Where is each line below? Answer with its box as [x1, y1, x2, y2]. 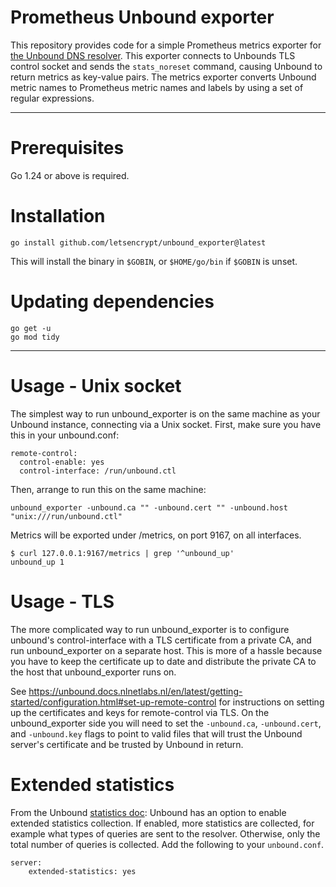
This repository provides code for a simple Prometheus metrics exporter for [10, 39, 322, 51]
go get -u [10, 323, 52, 333]
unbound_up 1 [10, 557, 65, 567]
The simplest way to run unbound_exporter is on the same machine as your [10, 407, 321, 420]
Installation [10, 205, 106, 228]
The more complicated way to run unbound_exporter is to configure [10, 623, 290, 635]
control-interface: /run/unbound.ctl [19, 466, 177, 476]
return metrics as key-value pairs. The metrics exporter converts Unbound [10, 71, 317, 83]
